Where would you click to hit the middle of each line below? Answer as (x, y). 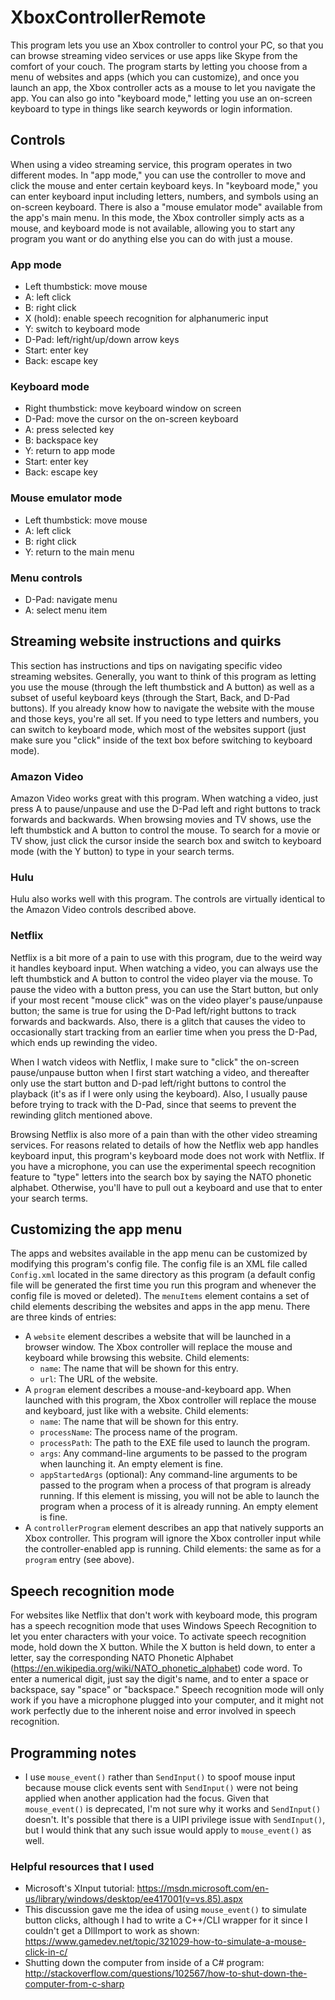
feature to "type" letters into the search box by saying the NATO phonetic (161, 1177)
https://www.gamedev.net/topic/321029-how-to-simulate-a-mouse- (165, 1942)
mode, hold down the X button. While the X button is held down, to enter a (163, 1647)
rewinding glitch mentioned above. (81, 1115)
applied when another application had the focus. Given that (146, 1798)
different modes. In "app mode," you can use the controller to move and (158, 175)
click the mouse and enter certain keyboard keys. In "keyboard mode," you (164, 185)
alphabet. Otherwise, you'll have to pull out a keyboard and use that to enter (166, 1187)
